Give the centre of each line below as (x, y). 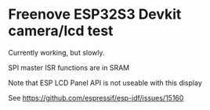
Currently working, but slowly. (56, 52)
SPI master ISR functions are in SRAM (69, 67)
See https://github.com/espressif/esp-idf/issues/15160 (96, 98)
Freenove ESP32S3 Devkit (95, 14)
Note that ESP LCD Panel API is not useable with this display (105, 83)
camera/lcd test (61, 31)
